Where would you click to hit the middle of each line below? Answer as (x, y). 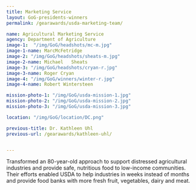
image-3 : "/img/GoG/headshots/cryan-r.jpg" (62, 68)
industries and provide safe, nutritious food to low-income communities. (96, 168)
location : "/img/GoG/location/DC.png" (55, 117)
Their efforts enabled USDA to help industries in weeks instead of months (98, 174)
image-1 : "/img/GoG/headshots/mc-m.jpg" (59, 45)
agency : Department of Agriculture (51, 40)
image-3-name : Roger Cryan (40, 73)
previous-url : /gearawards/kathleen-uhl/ (59, 134)
